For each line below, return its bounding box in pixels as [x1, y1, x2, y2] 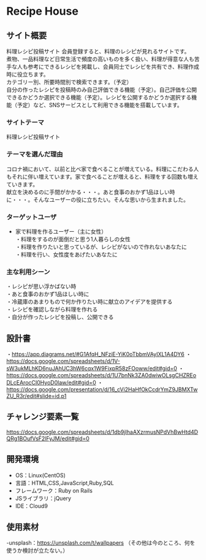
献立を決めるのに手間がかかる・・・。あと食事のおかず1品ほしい [6, 188, 170, 196]
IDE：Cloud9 [15, 502, 48, 510]
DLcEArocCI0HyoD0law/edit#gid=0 [6, 379, 96, 386]
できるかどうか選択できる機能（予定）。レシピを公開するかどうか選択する [6, 94, 192, 101]
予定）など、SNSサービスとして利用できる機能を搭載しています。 [17, 101, 183, 109]
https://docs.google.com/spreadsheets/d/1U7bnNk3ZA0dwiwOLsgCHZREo [6, 372, 197, 378]
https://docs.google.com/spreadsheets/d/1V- [6, 358, 121, 364]
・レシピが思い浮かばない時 [6, 283, 77, 290]
